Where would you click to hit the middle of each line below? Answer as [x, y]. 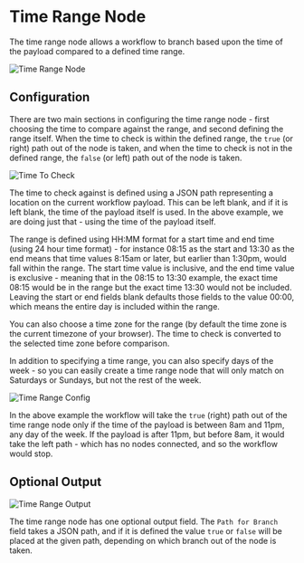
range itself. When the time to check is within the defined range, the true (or [152, 138]
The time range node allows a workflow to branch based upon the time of [146, 42]
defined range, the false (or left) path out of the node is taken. [126, 157]
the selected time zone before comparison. [90, 343]
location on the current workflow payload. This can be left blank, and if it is [149, 202]
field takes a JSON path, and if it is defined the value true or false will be [146, 530]
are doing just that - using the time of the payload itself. [113, 221]
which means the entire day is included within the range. [114, 306]
